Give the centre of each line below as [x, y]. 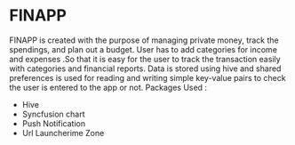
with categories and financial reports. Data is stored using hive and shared [145, 68]
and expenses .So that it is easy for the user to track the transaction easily [145, 59]
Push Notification [54, 123]
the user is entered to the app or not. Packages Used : [108, 87]
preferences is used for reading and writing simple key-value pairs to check [147, 77]
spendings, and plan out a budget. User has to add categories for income [144, 49]
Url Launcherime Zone [63, 133]
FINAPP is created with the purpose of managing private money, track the [144, 40]
